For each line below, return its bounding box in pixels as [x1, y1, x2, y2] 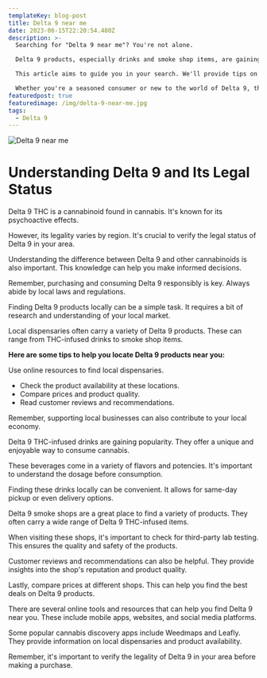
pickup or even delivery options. [8, 493, 114, 503]
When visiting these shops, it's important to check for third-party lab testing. [8, 532, 259, 542]
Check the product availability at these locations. [19, 381, 180, 391]
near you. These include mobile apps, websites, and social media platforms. [8, 613, 257, 622]
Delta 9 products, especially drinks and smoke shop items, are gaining [15, 56, 261, 64]
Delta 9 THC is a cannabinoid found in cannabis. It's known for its [8, 207, 222, 216]
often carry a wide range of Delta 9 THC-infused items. [8, 517, 189, 527]
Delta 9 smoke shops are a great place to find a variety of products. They [8, 509, 248, 518]
